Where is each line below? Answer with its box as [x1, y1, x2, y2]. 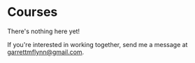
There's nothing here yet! [7, 27, 80, 35]
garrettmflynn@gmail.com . [7, 48, 85, 56]
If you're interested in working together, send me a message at [7, 40, 188, 48]
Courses [7, 4, 58, 20]
